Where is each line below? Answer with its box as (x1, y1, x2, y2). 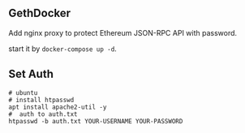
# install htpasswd (8, 96, 75, 104)
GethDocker (8, 6, 71, 20)
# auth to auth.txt (8, 109, 79, 118)
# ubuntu (8, 88, 38, 97)
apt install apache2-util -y (8, 103, 107, 111)
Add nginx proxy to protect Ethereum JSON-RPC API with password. (8, 28, 238, 37)
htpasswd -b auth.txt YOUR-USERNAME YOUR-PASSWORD (8, 117, 183, 125)
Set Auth (8, 67, 54, 81)
